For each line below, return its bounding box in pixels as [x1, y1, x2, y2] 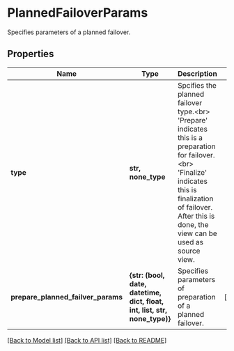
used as [177, 237, 204, 247]
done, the [177, 219, 209, 229]
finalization [177, 194, 214, 203]
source [177, 246, 201, 256]
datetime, [129, 288, 162, 297]
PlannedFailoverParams [7, 5, 148, 21]
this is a [177, 132, 203, 142]
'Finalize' [177, 167, 208, 177]
